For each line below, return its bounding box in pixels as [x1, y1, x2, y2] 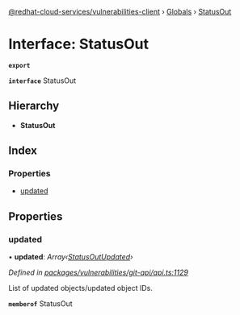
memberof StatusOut [8, 299, 73, 309]
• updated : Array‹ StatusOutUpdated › [8, 252, 133, 262]
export [8, 61, 31, 69]
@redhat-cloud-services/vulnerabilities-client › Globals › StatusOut [8, 7, 232, 16]
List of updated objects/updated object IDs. [8, 284, 154, 293]
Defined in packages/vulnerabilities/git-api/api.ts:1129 [8, 267, 188, 277]
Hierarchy [8, 99, 60, 113]
